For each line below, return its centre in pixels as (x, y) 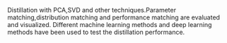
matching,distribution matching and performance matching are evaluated (114, 17)
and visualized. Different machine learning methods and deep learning (110, 25)
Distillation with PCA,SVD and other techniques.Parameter (92, 10)
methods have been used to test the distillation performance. (96, 32)
